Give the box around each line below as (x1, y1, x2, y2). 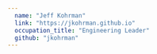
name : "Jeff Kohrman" (14, 11, 86, 20)
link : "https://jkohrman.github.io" (14, 19, 136, 27)
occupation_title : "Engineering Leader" (14, 26, 150, 34)
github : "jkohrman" (14, 33, 79, 42)
